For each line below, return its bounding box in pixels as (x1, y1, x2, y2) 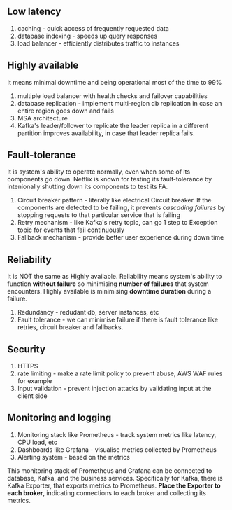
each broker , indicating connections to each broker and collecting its (7, 488, 206, 497)
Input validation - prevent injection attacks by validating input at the (17, 385, 212, 393)
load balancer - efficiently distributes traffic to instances (17, 39, 180, 48)
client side (17, 392, 48, 400)
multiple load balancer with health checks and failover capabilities (17, 91, 208, 100)
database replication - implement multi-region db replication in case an (17, 99, 222, 107)
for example (17, 377, 52, 385)
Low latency (7, 6, 61, 18)
